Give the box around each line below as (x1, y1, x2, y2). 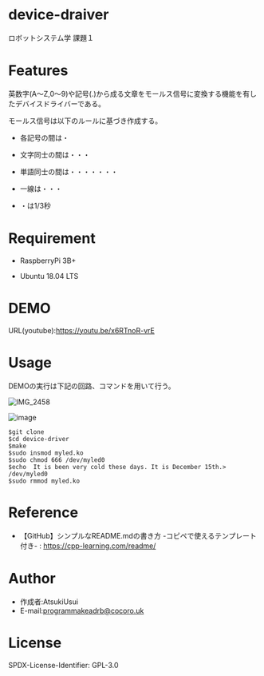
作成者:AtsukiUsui (19, 597, 78, 606)
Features (8, 62, 69, 80)
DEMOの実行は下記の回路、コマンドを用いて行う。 (8, 381, 175, 391)
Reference (8, 503, 78, 521)
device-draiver (8, 6, 109, 24)
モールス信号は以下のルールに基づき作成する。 (8, 116, 162, 125)
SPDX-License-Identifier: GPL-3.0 (8, 660, 119, 670)
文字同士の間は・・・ (19, 149, 90, 159)
